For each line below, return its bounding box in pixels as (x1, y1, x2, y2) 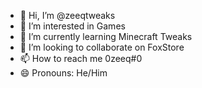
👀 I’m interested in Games (19, 20, 126, 32)
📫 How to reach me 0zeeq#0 (19, 53, 143, 64)
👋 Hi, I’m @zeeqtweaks (19, 10, 116, 21)
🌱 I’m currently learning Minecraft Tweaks (19, 31, 193, 42)
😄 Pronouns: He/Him (19, 67, 108, 79)
